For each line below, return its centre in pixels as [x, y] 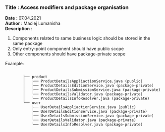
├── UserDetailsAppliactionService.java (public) [84, 107]
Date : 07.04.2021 [23, 18]
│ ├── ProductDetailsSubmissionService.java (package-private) [92, 90]
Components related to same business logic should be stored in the [81, 38]
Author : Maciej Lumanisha [33, 23]
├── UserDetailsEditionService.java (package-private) [89, 112]
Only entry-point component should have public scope [68, 49]
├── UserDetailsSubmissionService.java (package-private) [93, 116]
